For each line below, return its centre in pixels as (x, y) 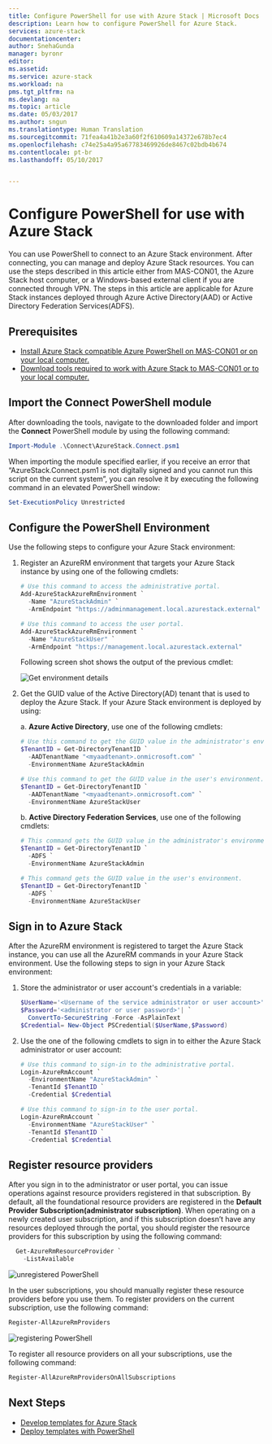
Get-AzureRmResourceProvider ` (69, 1251)
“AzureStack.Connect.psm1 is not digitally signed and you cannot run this (131, 470)
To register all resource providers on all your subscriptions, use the (121, 1354)
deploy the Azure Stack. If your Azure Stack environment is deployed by (140, 702)
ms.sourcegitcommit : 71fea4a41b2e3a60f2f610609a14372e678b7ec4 (118, 137)
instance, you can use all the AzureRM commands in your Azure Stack (126, 955)
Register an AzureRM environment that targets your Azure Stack (127, 563)
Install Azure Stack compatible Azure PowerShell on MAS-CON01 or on (139, 351)
